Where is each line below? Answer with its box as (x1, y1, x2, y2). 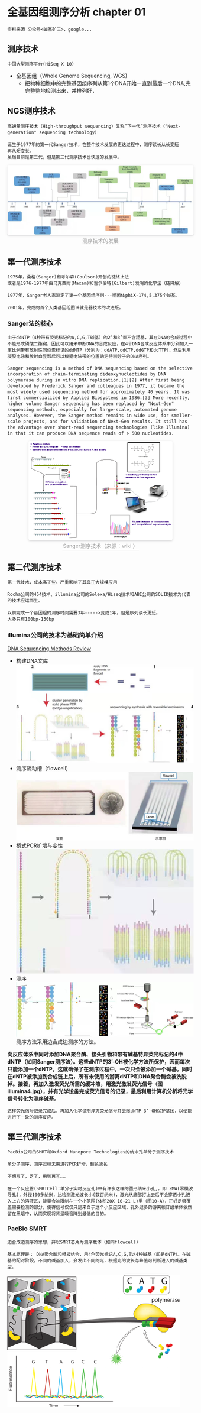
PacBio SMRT (7, 1224, 47, 1233)
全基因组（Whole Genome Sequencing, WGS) (15, 72, 128, 79)
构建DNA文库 (15, 657, 48, 664)
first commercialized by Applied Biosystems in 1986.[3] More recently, (7, 394, 190, 401)
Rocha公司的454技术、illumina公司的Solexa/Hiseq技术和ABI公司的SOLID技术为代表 (7, 592, 191, 598)
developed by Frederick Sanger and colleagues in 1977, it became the (7, 383, 185, 389)
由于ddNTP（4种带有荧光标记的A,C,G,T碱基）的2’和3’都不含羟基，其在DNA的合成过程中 (7, 335, 192, 341)
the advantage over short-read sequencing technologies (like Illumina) (7, 424, 190, 430)
